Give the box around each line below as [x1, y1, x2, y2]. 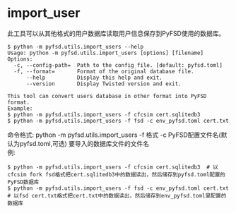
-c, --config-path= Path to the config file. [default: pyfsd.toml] [13, 61, 223, 68]
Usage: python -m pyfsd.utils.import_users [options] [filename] [7, 49, 203, 56]
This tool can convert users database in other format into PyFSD [7, 92, 207, 99]
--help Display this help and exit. [25, 74, 163, 81]
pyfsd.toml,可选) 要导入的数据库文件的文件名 [19, 139, 150, 147]
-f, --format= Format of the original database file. [13, 68, 194, 75]
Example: [7, 104, 33, 112]
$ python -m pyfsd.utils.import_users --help [7, 43, 143, 50]
